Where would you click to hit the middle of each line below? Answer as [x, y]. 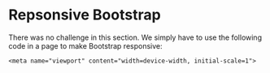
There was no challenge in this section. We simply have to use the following [135, 37]
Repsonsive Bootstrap [85, 15]
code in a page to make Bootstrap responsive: [85, 45]
